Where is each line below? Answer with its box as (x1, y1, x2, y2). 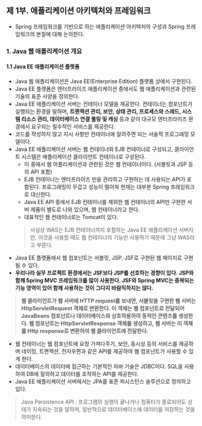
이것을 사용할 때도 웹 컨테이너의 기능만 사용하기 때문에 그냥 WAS (38, 234, 190, 241)
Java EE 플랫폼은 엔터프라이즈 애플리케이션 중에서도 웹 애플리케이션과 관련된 (14, 85, 196, 92)
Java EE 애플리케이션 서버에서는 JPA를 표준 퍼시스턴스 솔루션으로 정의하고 (14, 378, 191, 385)
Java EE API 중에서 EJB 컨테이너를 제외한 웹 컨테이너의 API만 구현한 (24, 198, 186, 205)
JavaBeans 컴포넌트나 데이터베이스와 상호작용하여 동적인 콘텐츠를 (21, 312, 178, 319)
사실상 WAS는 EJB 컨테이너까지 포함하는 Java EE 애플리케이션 (30, 226, 178, 234)
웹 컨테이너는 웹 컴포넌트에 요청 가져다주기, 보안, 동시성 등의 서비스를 (14, 340, 178, 347)
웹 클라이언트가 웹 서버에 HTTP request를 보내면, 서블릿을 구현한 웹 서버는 (21, 297, 196, 304)
